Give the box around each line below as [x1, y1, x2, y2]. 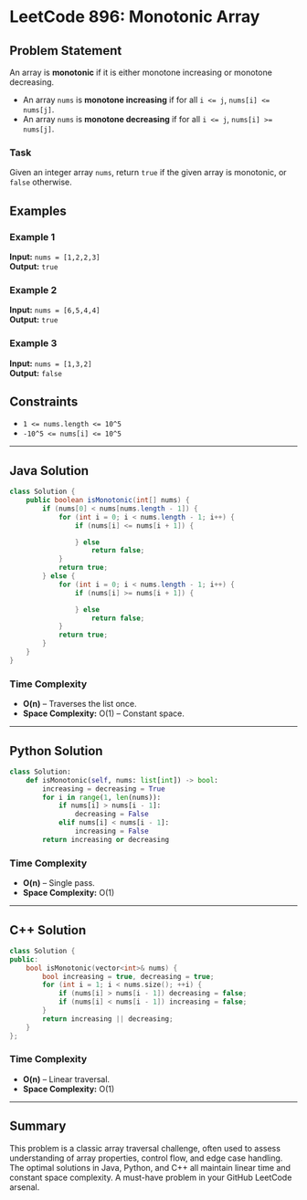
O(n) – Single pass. [22, 878, 96, 889]
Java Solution [9, 463, 90, 479]
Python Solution [9, 742, 103, 759]
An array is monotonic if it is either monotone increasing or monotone [9, 67, 272, 78]
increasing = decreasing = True [42, 784, 166, 794]
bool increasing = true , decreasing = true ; [42, 972, 215, 981]
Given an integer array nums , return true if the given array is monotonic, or [9, 167, 287, 178]
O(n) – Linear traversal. [22, 1073, 111, 1084]
